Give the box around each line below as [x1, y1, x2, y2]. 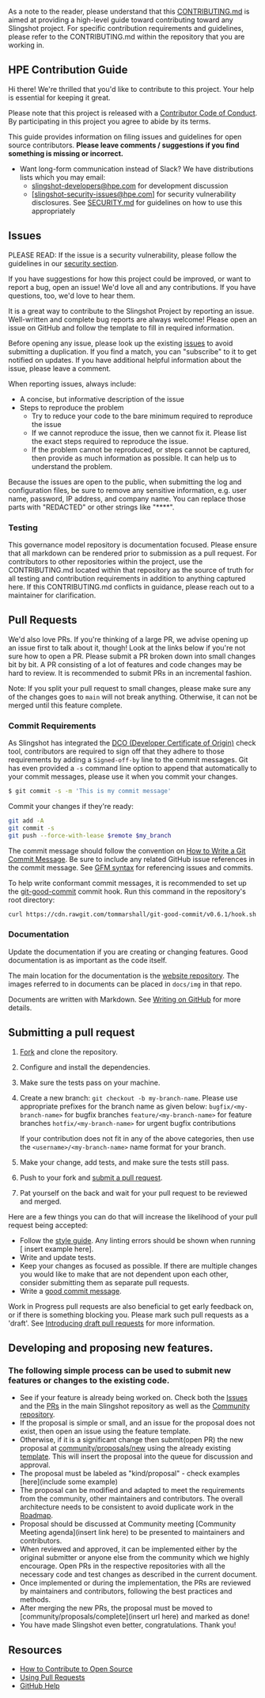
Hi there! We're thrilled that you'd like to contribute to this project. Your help [8, 84, 255, 93]
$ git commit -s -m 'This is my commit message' [8, 788, 172, 796]
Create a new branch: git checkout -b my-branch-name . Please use [19, 1093, 238, 1102]
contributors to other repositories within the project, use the [8, 556, 203, 566]
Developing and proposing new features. [8, 1341, 214, 1354]
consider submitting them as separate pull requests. [19, 1277, 190, 1287]
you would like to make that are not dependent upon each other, [19, 1269, 229, 1279]
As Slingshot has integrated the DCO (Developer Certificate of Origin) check [8, 738, 256, 748]
